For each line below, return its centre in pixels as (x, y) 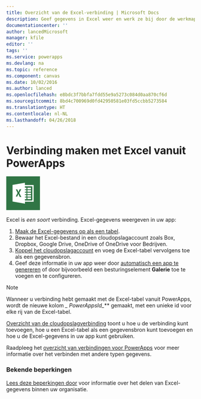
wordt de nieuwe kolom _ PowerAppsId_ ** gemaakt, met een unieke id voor (99, 306)
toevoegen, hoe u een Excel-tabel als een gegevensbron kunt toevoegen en (100, 330)
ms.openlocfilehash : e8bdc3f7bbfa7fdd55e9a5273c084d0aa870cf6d (87, 95)
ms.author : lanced (29, 89)
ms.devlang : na (25, 63)
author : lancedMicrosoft (37, 32)
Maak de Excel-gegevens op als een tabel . (67, 231)
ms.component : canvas (33, 76)
